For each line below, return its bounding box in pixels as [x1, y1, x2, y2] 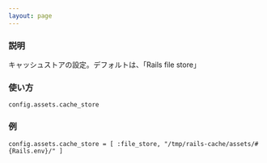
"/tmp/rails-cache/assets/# [163, 140, 259, 148]
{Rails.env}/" [8, 147, 57, 155]
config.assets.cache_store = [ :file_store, [8, 140, 161, 148]
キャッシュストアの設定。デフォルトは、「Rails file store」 [8, 60, 201, 69]
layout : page [8, 11, 53, 20]
